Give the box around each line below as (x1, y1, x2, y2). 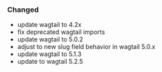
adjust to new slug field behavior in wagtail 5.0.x (17, 43, 156, 51)
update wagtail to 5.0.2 (17, 35, 83, 44)
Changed (7, 5, 40, 15)
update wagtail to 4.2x (17, 21, 82, 29)
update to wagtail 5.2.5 (17, 57, 83, 66)
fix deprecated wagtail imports (17, 28, 106, 36)
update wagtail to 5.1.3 (17, 50, 82, 58)
